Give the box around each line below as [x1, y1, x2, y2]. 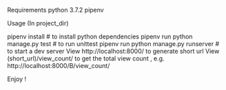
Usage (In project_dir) [7, 19, 69, 27]
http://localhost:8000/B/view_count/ [7, 62, 110, 69]
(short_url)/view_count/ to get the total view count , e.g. [7, 54, 165, 63]
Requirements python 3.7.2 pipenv [7, 6, 105, 14]
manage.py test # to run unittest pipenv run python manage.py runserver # [7, 40, 220, 47]
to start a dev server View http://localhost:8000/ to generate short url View [7, 47, 220, 55]
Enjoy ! [7, 75, 27, 83]
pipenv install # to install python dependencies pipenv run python [7, 32, 193, 41]
